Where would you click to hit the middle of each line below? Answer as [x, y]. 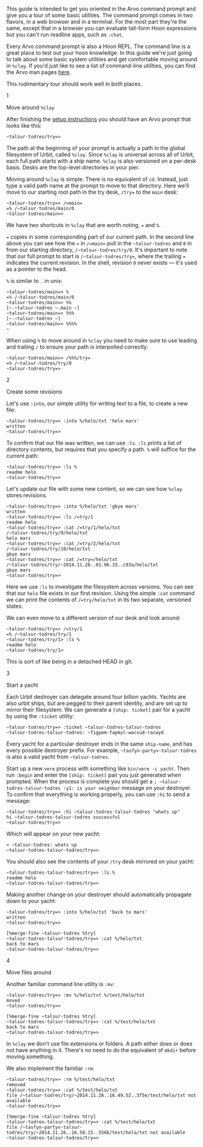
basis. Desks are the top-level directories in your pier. [73, 167]
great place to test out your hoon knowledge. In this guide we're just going [99, 53]
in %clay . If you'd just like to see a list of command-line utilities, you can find [101, 66]
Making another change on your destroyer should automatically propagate [99, 894]
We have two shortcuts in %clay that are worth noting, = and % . [84, 225]
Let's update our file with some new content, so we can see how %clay [94, 489]
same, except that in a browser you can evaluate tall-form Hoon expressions [101, 28]
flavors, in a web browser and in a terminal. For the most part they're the [96, 22]
